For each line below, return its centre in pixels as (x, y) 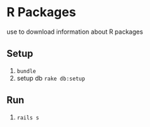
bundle (26, 71)
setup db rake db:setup (51, 78)
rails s (28, 118)
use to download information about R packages (75, 32)
